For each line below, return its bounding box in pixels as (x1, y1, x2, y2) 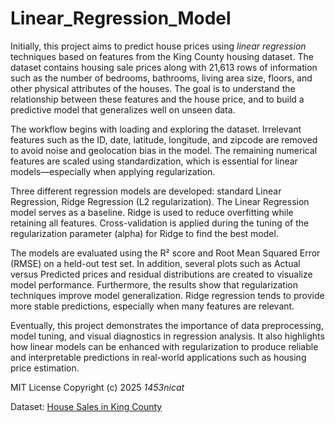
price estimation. (10, 362, 80, 374)
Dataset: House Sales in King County (10, 400, 163, 412)
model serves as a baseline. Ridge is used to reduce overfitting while (10, 206, 294, 218)
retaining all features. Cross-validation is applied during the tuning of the (10, 217, 310, 229)
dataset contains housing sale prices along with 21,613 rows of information (10, 61, 318, 73)
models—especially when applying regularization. (10, 165, 216, 177)
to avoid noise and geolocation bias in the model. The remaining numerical (10, 144, 318, 156)
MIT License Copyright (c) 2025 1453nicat (10, 381, 185, 393)
